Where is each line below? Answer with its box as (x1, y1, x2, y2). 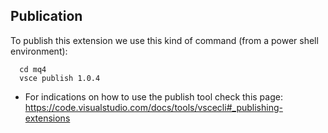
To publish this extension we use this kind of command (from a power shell (10, 34, 319, 46)
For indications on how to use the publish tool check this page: (24, 90, 283, 103)
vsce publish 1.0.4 (19, 73, 101, 83)
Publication (10, 8, 83, 25)
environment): (10, 45, 68, 57)
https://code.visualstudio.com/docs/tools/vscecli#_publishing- (24, 101, 283, 113)
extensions (24, 112, 71, 124)
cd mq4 (19, 64, 47, 74)
